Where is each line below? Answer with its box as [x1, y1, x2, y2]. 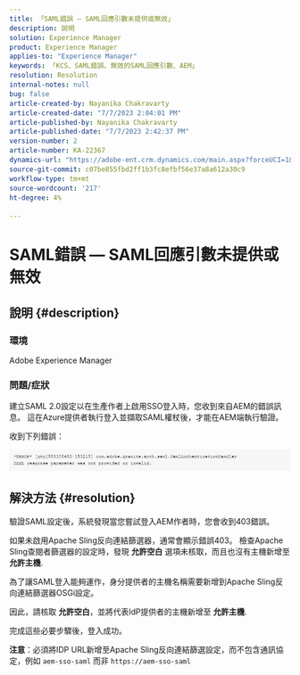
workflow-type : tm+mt [9, 174, 90, 183]
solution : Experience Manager [9, 33, 122, 42]
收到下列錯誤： [9, 431, 64, 441]
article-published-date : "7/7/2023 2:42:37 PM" [9, 128, 190, 136]
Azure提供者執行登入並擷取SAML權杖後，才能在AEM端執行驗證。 [42, 412, 284, 423]
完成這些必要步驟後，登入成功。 [9, 625, 127, 636]
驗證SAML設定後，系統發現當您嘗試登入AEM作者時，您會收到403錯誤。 [9, 515, 275, 526]
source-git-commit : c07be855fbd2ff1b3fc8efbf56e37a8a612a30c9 [9, 165, 246, 174]
